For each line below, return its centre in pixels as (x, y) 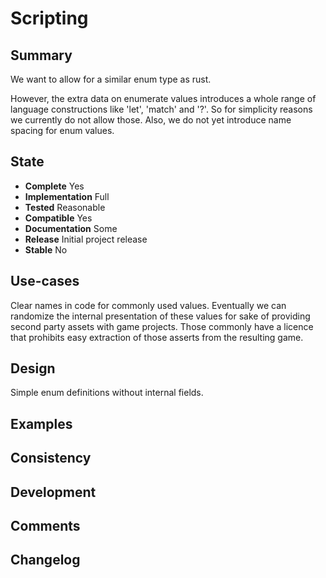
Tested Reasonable (65, 207)
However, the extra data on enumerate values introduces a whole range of (163, 98)
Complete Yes (54, 186)
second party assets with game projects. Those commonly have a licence (162, 326)
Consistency (51, 458)
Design (33, 368)
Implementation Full (67, 196)
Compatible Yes (58, 218)
